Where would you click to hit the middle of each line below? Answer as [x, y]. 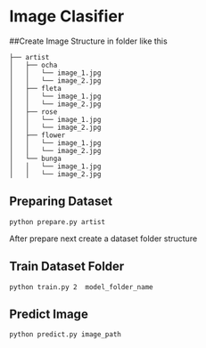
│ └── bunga [36, 158]
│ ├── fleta [36, 88]
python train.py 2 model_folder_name [81, 287]
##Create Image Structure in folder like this [88, 41]
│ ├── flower [37, 135]
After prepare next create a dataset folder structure [103, 239]
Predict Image [49, 314]
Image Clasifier [67, 16]
